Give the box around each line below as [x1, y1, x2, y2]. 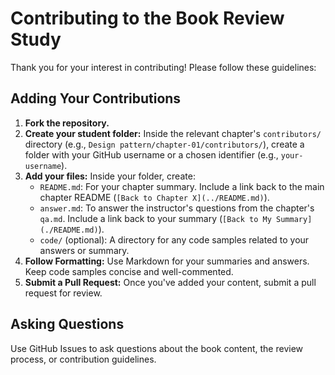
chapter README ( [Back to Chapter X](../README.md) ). [39, 191, 270, 203]
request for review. [24, 287, 103, 299]
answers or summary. [39, 244, 130, 256]
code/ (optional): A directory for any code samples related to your [39, 233, 310, 246]
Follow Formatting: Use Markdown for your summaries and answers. [24, 255, 310, 267]
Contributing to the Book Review [10, 7, 285, 30]
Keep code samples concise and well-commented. [24, 265, 234, 277]
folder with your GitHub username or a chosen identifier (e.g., [24, 148, 279, 161]
